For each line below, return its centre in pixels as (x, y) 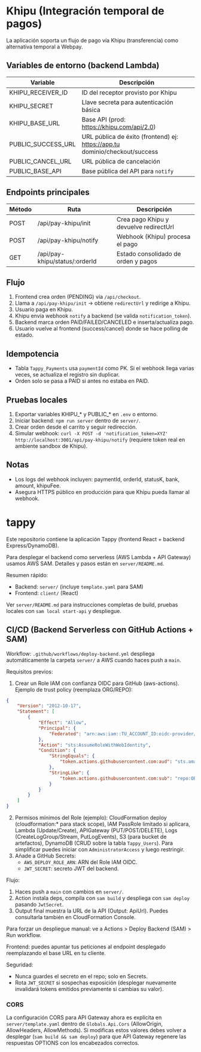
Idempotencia (33, 354)
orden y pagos (137, 261)
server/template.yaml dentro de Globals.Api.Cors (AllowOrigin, (85, 1024)
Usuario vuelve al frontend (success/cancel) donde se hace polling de (101, 329)
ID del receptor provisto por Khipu (129, 92)
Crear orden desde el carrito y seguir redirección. (76, 427)
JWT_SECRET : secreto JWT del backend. (71, 869)
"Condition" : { (57, 751)
